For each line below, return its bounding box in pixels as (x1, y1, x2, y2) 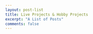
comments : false (5, 21, 39, 26)
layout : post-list (5, 7, 43, 12)
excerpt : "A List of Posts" (5, 16, 64, 21)
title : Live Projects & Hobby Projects (5, 12, 88, 17)
